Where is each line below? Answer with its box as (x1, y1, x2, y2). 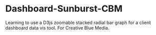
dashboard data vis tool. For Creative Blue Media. (5, 24, 109, 30)
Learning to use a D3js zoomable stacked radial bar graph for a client (5, 19, 151, 25)
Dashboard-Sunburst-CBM (5, 3, 123, 14)
